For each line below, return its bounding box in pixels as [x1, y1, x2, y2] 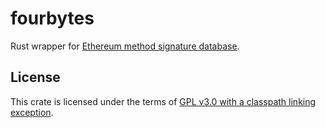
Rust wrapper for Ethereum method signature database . [10, 40, 240, 52]
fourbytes [10, 7, 95, 30]
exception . [10, 106, 54, 118]
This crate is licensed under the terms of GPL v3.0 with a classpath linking [10, 95, 317, 107]
